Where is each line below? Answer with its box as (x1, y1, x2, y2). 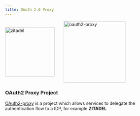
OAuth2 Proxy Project (5, 89, 58, 96)
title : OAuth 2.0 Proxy (5, 7, 54, 12)
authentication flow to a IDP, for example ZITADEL (5, 105, 107, 111)
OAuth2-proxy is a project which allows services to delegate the (5, 100, 136, 106)
